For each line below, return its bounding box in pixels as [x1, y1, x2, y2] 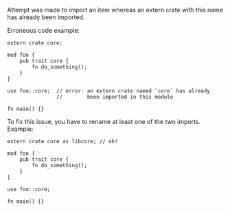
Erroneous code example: [7, 27, 80, 34]
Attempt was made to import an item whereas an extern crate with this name [7, 6, 224, 14]
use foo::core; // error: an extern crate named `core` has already [7, 88, 211, 95]
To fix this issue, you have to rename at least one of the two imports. [7, 118, 201, 125]
